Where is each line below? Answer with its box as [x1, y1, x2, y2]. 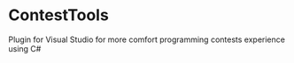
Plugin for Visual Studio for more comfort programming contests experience [8, 34, 285, 45]
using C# [8, 43, 42, 53]
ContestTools [8, 5, 110, 25]
